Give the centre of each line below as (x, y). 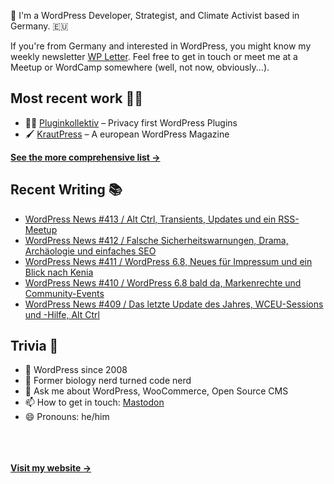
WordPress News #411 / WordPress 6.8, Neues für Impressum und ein (168, 261)
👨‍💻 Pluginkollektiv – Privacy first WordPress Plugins (131, 122)
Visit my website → (51, 468)
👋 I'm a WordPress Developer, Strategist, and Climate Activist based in (155, 15)
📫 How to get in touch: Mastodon (94, 402)
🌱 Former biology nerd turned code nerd (108, 381)
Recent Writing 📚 (66, 190)
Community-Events (64, 293)
